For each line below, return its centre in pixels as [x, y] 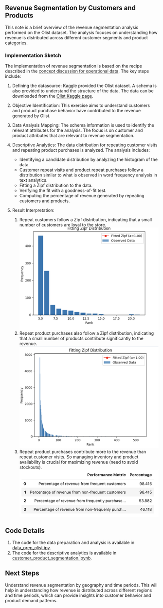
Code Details [25, 531]
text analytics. [33, 180]
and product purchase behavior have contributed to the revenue [76, 111]
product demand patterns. [31, 600]
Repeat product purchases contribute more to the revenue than [83, 452]
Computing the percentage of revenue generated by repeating [82, 196]
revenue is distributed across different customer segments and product [77, 37]
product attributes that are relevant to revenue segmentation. [73, 136]
